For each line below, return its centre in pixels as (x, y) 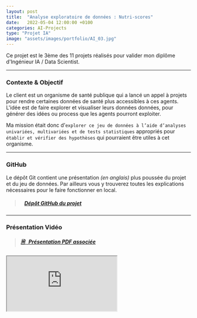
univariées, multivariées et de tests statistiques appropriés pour (91, 131)
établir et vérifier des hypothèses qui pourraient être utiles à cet (88, 138)
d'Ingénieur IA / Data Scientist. (43, 62)
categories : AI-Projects (36, 28)
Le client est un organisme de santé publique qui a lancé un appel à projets (97, 95)
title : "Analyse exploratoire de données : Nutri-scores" (80, 17)
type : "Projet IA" (28, 33)
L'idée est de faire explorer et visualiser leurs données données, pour (90, 108)
